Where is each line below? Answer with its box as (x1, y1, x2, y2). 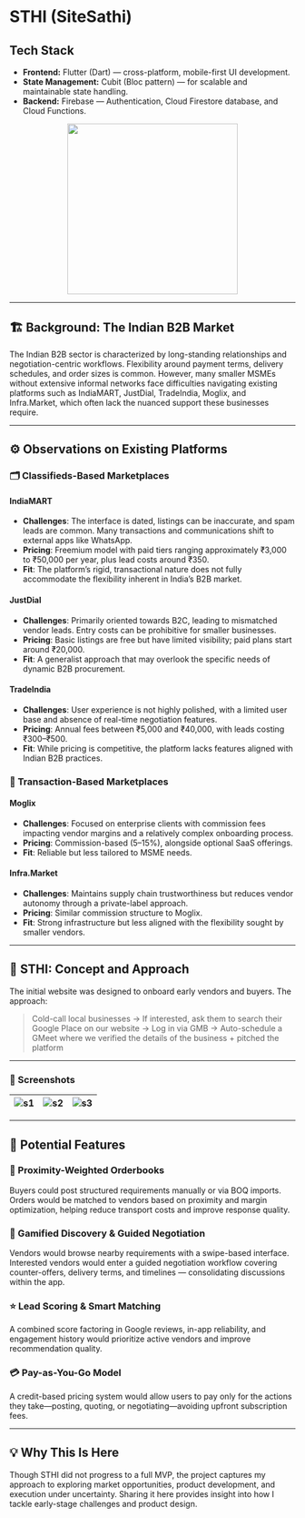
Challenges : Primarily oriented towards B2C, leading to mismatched (22, 614, 278, 625)
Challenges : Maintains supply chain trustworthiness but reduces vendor (22, 888, 294, 899)
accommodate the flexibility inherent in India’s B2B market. (22, 573, 242, 584)
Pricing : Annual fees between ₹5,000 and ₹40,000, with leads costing (22, 724, 285, 734)
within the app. (9, 1277, 65, 1288)
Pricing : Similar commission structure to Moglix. (22, 907, 202, 918)
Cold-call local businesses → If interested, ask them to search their (31, 1013, 283, 1024)
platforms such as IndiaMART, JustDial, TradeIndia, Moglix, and (9, 387, 247, 398)
